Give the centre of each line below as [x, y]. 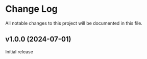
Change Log [31, 9]
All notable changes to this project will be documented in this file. [74, 23]
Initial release [19, 51]
